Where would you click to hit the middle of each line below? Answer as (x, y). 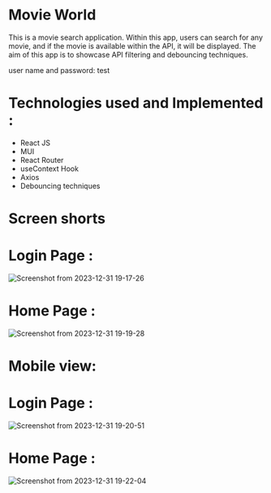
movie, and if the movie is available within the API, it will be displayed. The (132, 45)
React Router (42, 160)
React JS (35, 143)
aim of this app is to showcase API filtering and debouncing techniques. (129, 54)
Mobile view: (53, 366)
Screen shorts (57, 219)
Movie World (52, 15)
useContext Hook (49, 169)
